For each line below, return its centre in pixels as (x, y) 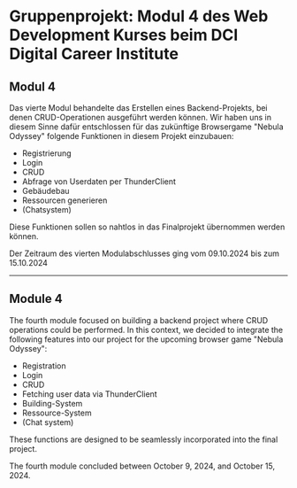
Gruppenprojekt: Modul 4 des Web (139, 16)
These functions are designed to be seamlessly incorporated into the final (144, 439)
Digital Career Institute (94, 54)
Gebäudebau (46, 191)
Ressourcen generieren (65, 200)
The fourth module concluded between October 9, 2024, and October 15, (142, 466)
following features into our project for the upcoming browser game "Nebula (146, 339)
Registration (44, 366)
